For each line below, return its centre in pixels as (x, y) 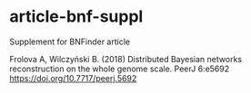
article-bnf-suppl (76, 17)
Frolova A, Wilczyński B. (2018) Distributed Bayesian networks (126, 59)
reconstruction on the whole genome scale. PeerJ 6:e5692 (120, 69)
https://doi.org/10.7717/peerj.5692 (73, 78)
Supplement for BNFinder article (70, 42)
